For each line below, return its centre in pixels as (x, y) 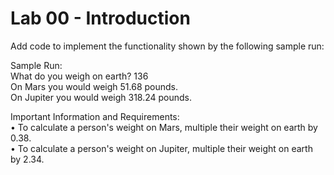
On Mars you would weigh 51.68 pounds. (94, 86)
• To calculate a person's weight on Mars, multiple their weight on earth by (164, 127)
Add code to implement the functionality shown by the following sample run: (167, 46)
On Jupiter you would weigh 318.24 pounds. (101, 97)
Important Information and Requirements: (95, 116)
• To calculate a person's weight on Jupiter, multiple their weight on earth (161, 148)
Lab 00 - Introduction (100, 18)
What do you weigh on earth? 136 (79, 76)
